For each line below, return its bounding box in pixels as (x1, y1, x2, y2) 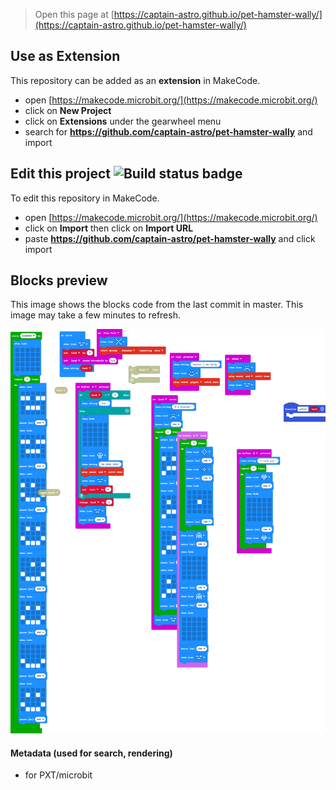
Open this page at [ (34, 9, 115, 20)
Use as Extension (10, 48, 121, 65)
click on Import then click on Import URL (24, 222, 194, 234)
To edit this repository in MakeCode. (10, 192, 160, 204)
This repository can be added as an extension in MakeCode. (10, 74, 261, 86)
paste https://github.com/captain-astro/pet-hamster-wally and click (24, 232, 316, 244)
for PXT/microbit (24, 769, 93, 781)
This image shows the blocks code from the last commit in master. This (10, 299, 304, 311)
